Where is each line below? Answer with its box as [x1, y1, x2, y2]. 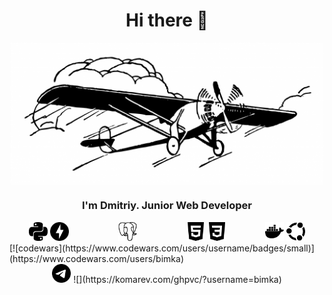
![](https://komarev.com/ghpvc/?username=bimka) [73, 273, 282, 285]
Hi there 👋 [125, 9, 209, 32]
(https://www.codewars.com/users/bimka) [9, 252, 185, 264]
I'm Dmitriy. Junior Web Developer [81, 199, 253, 213]
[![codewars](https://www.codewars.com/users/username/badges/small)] [9, 242, 315, 254]
